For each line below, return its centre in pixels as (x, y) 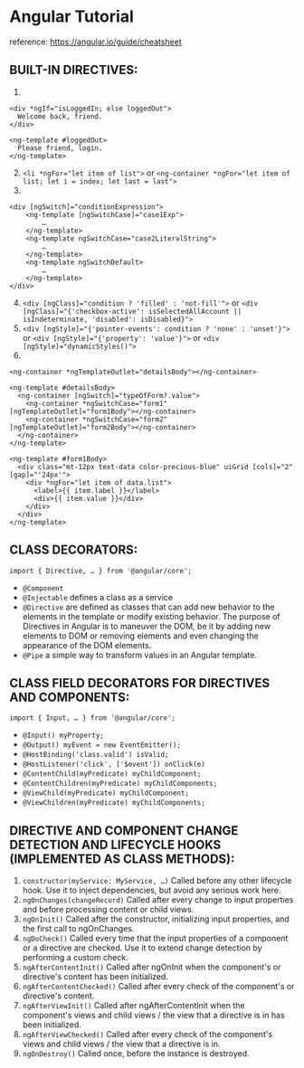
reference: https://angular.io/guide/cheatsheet (96, 42)
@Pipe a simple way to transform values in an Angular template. (140, 655)
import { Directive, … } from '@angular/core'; (101, 571)
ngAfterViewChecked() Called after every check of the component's (147, 1035)
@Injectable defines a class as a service (98, 597)
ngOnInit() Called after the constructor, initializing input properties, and (156, 919)
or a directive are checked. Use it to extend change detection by (142, 948)
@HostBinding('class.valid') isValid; (95, 755)
